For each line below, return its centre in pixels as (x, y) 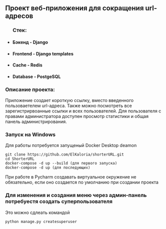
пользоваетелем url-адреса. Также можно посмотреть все (69, 105)
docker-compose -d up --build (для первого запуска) (61, 163)
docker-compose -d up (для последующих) (48, 168)
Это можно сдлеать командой (37, 212)
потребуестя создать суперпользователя (59, 201)
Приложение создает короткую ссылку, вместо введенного (69, 100)
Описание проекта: (30, 89)
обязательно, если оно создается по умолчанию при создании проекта (82, 182)
